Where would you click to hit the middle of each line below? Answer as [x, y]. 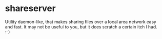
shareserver [30, 8]
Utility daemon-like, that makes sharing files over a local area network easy [81, 22]
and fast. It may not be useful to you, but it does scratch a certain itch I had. [81, 26]
